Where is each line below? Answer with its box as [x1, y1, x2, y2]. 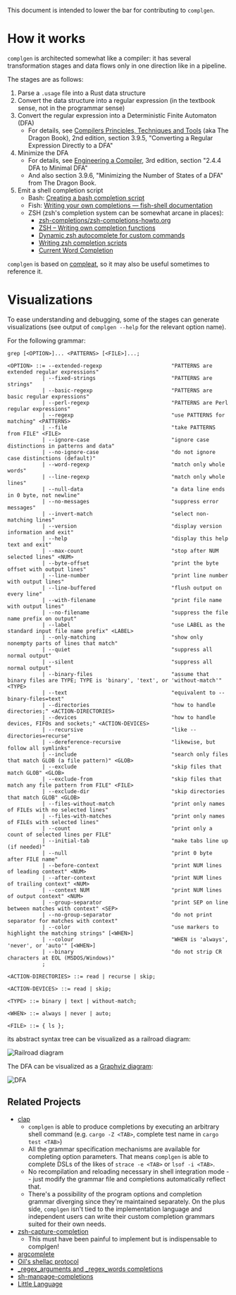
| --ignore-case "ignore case [42, 436, 210, 443]
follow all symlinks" [7, 744, 71, 751]
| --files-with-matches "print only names [42, 812, 225, 820]
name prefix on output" [7, 615, 77, 622]
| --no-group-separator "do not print [42, 911, 213, 919]
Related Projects [7, 1096, 81, 1108]
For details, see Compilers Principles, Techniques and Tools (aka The [27, 126, 229, 135]
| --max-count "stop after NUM [42, 547, 219, 554]
